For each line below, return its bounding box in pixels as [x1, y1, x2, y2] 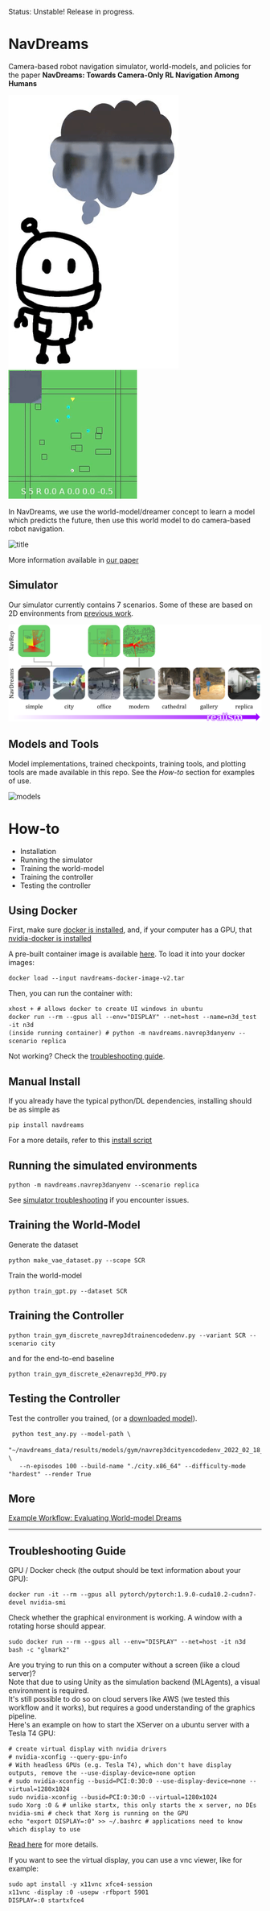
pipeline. [8, 1711, 37, 1721]
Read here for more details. [8, 1839, 99, 1850]
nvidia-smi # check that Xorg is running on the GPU [8, 1810, 189, 1818]
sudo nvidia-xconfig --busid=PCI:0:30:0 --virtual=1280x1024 [8, 1793, 218, 1802]
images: [8, 958, 35, 968]
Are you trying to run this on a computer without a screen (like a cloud [8, 1660, 240, 1670]
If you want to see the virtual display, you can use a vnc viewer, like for [8, 1855, 243, 1865]
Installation [19, 846, 57, 856]
